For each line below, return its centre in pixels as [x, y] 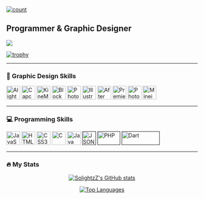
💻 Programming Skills [40, 120]
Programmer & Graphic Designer [69, 29]
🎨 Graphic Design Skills [41, 76]
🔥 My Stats [23, 164]
